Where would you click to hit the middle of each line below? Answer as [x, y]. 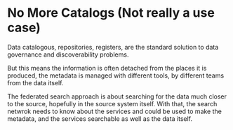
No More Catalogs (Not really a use [111, 13]
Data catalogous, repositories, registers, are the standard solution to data [113, 47]
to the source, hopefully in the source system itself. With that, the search [112, 103]
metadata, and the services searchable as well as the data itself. [100, 118]
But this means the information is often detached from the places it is [107, 68]
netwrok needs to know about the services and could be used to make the [115, 111]
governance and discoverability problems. [68, 55]
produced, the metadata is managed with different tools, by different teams [116, 75]
